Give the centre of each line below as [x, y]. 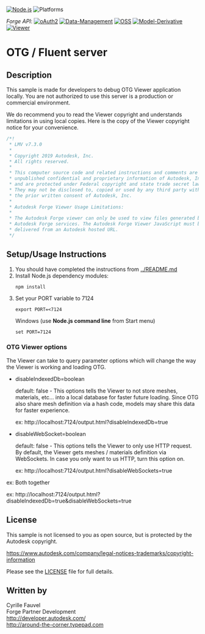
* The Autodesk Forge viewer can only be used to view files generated [102, 218]
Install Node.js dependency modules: [62, 276]
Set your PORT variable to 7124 [54, 298]
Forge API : [20, 21]
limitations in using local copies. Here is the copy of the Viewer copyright [98, 121]
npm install [30, 287]
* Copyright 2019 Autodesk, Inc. [52, 156]
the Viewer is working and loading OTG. [56, 367]
